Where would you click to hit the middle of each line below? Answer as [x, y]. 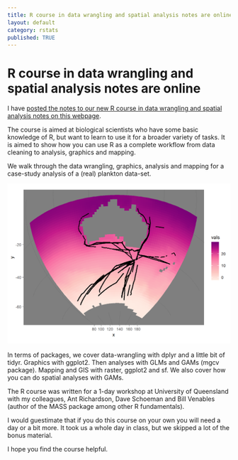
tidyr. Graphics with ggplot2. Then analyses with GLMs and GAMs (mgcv [113, 362]
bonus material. [30, 435]
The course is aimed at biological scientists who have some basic [103, 130]
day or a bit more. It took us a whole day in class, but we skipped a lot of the [119, 427]
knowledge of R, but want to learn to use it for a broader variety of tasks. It [116, 137]
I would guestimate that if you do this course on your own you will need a [114, 420]
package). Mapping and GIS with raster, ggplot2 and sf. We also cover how [117, 370]
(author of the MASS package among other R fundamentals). [96, 406]
